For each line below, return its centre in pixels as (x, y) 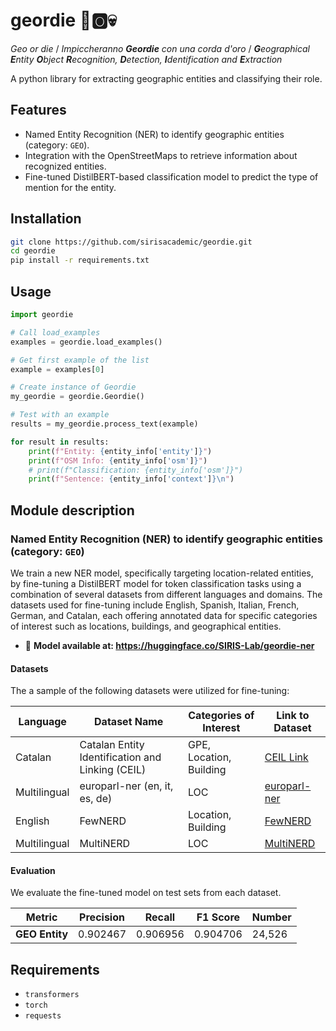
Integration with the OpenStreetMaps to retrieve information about (161, 155)
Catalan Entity (112, 745)
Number (271, 917)
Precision (102, 917)
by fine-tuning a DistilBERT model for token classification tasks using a (156, 583)
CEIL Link (286, 757)
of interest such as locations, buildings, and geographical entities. (146, 626)
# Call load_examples (55, 332)
